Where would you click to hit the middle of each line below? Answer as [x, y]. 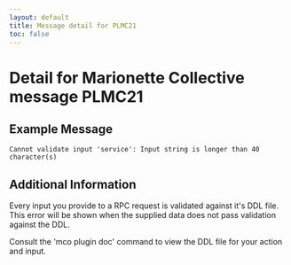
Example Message [61, 129]
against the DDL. [39, 225]
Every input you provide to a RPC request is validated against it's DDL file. [144, 206]
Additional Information [73, 184]
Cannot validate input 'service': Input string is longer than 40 [134, 150]
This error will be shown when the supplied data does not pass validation [143, 215]
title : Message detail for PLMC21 [73, 26]
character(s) [33, 157]
